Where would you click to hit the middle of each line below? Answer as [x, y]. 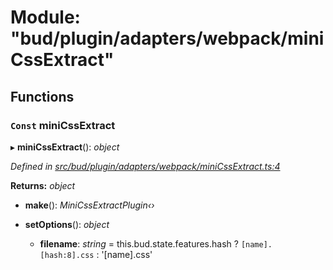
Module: [45, 17]
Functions [42, 96]
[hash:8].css [67, 255]
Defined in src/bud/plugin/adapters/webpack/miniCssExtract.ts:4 [145, 166]
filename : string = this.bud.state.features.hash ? [139, 243]
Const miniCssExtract [63, 125]
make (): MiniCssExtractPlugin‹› [89, 205]
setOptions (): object [67, 224]
